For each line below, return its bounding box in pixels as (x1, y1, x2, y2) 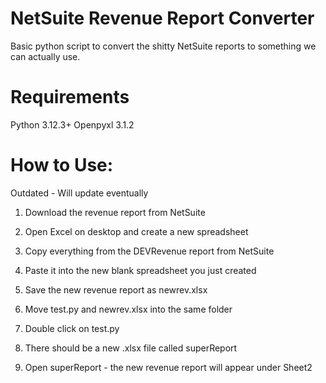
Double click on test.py (24, 322, 120, 334)
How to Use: (10, 154, 114, 177)
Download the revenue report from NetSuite (24, 206, 206, 218)
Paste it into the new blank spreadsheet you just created (24, 264, 257, 276)
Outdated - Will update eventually (10, 187, 149, 199)
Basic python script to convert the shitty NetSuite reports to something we (10, 40, 317, 52)
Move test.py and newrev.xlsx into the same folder (24, 303, 233, 315)
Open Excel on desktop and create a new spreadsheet (24, 225, 249, 237)
